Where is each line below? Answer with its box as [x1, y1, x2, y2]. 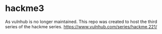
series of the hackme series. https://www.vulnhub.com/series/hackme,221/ [5, 23, 157, 29]
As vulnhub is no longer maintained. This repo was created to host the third [5, 19, 158, 24]
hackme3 [5, 3, 44, 14]
